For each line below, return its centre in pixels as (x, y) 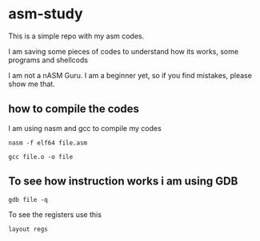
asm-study (46, 14)
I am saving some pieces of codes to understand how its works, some (123, 51)
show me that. (32, 84)
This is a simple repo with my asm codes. (76, 36)
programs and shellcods (48, 60)
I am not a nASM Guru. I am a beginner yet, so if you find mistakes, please (130, 75)
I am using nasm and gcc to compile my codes (85, 128)
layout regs (28, 229)
